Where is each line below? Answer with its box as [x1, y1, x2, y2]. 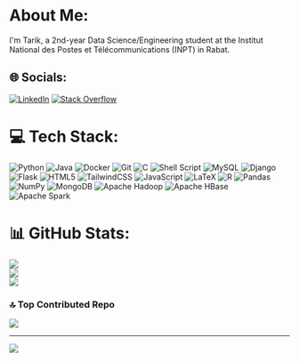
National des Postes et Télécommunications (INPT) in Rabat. [9, 44, 230, 54]
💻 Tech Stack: [9, 126, 119, 147]
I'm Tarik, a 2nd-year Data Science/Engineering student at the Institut [9, 35, 264, 45]
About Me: [9, 5, 89, 26]
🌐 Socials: [9, 70, 68, 85]
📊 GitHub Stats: [9, 223, 131, 243]
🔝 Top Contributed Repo [9, 298, 116, 310]
